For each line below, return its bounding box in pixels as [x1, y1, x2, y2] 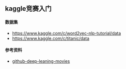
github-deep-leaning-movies [12, 58, 70, 64]
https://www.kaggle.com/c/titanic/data [12, 35, 90, 41]
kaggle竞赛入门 [5, 4, 52, 13]
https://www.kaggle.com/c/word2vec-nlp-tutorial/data [12, 30, 121, 36]
